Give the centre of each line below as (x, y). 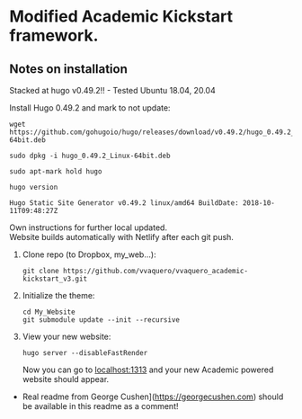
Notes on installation (68, 69)
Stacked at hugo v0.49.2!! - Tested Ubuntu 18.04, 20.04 (112, 90)
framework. (54, 36)
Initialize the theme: (58, 295)
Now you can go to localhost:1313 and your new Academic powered (148, 370)
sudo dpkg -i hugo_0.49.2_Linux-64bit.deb (90, 156)
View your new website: (67, 336)
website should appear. (66, 379)
